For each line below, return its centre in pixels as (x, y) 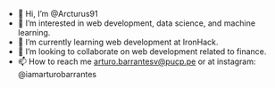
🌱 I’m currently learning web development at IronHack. (118, 42)
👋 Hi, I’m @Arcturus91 (58, 14)
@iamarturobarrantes (57, 74)
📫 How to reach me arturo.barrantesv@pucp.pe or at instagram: (137, 61)
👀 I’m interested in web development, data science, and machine (137, 23)
